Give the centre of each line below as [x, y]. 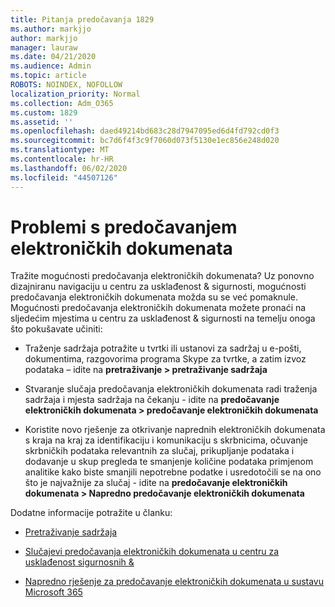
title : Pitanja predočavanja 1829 [82, 19]
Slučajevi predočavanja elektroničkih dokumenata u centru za [152, 552]
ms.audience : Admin [51, 66]
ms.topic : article [48, 76]
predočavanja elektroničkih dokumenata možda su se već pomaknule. [154, 297]
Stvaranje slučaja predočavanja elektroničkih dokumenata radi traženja [171, 389]
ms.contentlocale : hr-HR [62, 159]
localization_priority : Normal [75, 94]
